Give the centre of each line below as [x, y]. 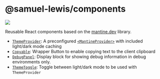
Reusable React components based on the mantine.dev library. [68, 31]
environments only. [31, 61]
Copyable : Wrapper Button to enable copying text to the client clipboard [84, 51]
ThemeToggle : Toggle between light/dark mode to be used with [74, 67]
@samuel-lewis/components [65, 9]
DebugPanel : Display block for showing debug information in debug [79, 57]
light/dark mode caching [37, 46]
